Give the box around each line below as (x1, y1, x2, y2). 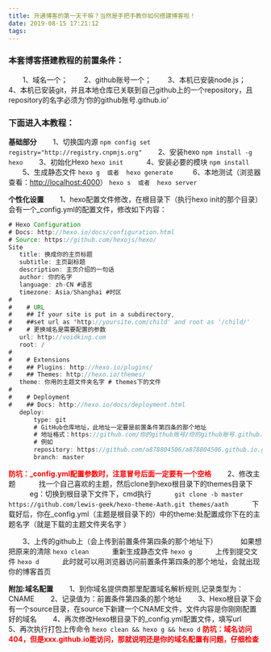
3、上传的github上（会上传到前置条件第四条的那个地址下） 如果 (23, 536, 256, 545)
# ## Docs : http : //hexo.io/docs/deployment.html (8, 400, 186, 408)
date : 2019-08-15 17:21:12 (8, 19, 99, 27)
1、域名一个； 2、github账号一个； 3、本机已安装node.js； (23, 74, 246, 85)
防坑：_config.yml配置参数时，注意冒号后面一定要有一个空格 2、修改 (8, 469, 253, 479)
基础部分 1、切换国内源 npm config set (8, 136, 151, 146)
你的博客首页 (8, 566, 51, 576)
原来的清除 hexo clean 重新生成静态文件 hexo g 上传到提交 (15, 546, 252, 556)
